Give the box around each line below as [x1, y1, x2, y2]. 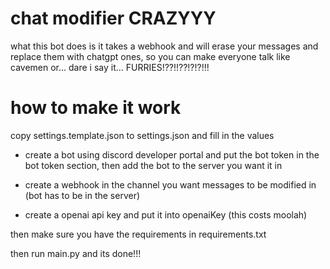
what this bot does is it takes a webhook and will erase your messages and [10, 40, 319, 52]
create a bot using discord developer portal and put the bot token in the [24, 148, 320, 161]
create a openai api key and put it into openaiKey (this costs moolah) [24, 208, 308, 221]
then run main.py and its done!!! [10, 247, 142, 259]
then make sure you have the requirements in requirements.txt [10, 228, 267, 240]
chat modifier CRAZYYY [10, 7, 217, 30]
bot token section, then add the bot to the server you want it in [24, 159, 283, 171]
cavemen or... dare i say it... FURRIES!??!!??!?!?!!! [10, 61, 210, 73]
